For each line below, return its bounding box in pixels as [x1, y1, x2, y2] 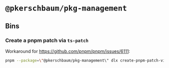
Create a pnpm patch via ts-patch [5, 37, 89, 44]
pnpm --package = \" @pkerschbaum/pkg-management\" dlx [5, 58, 118, 63]
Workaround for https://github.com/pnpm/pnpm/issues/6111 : [5, 48, 130, 54]
